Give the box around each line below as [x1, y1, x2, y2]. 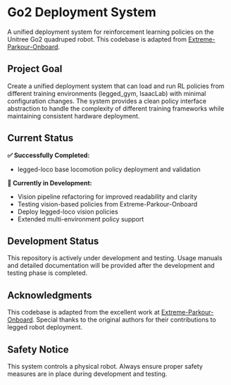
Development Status [7, 235, 99, 247]
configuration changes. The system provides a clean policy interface [7, 97, 206, 105]
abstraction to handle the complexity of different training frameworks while [7, 104, 225, 113]
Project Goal [7, 63, 63, 75]
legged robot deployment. [7, 323, 83, 331]
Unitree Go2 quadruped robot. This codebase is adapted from [7, 35, 187, 43]
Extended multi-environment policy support [17, 214, 144, 223]
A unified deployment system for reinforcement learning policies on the [7, 28, 214, 36]
